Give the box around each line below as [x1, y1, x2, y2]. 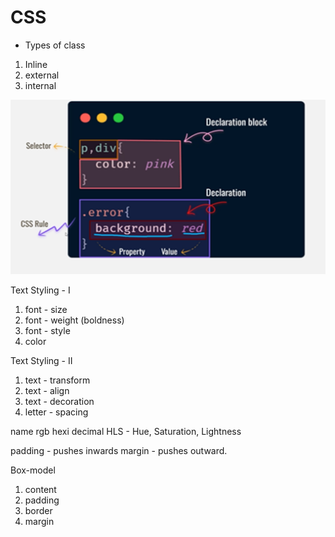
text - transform [24, 374, 91, 386]
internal [24, 79, 57, 91]
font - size [24, 303, 68, 315]
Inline [24, 58, 48, 70]
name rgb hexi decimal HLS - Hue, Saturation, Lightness [10, 425, 242, 437]
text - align [24, 384, 70, 396]
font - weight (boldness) [24, 314, 125, 326]
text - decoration [24, 395, 95, 407]
